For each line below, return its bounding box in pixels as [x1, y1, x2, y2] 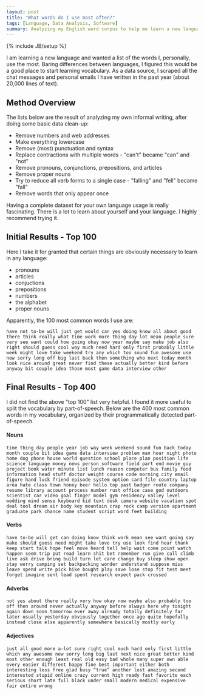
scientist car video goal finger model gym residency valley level [6, 492, 181, 499]
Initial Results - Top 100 [6, 232, 97, 243]
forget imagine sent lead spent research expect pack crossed [6, 572, 167, 578]
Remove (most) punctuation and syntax [15, 145, 114, 152]
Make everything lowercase [15, 138, 85, 146]
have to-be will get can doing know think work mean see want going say [6, 535, 194, 541]
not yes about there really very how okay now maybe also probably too [6, 598, 191, 604]
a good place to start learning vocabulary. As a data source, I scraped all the [6, 67, 197, 75]
